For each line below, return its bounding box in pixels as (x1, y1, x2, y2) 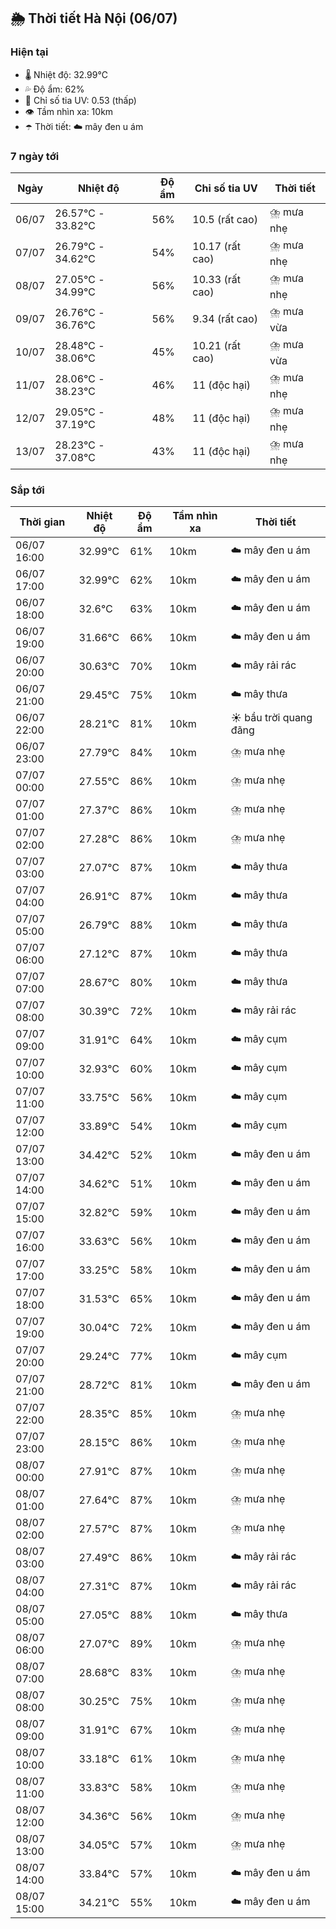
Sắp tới (10, 483, 45, 497)
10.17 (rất (192, 240, 241, 254)
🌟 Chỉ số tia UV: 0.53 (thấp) (24, 94, 137, 106)
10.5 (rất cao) (192, 213, 258, 227)
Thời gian (19, 515, 66, 529)
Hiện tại (10, 45, 49, 59)
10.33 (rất (192, 273, 241, 287)
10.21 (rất (192, 339, 241, 353)
